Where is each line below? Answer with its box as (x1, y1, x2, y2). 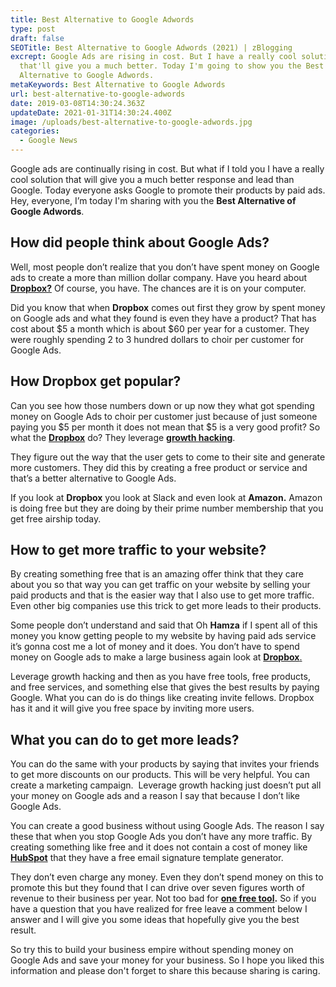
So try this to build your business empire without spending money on (10, 944, 294, 956)
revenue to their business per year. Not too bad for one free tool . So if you (10, 892, 317, 905)
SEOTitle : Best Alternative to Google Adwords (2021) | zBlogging (10, 42, 293, 53)
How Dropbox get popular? (10, 373, 182, 390)
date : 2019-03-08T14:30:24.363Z (10, 98, 145, 108)
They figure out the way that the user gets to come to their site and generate (10, 451, 326, 463)
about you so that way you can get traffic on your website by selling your (10, 579, 311, 591)
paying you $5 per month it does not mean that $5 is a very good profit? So (10, 421, 321, 433)
